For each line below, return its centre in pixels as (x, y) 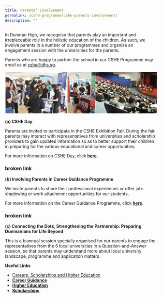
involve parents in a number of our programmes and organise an (69, 45)
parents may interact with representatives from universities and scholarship (80, 136)
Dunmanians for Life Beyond (34, 231)
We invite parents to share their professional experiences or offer (70, 188)
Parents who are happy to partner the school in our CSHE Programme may (79, 60)
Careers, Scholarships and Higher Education (56, 275)
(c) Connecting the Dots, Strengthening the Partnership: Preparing (73, 226)
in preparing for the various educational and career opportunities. (70, 147)
